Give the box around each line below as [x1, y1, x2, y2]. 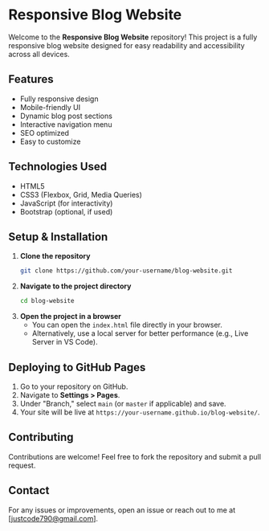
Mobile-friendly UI [19, 102, 81, 112]
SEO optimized [19, 128, 70, 137]
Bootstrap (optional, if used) [19, 206, 113, 216]
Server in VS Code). [31, 337, 98, 347]
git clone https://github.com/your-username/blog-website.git [19, 267, 233, 275]
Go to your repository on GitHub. [19, 382, 128, 391]
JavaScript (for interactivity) [19, 198, 113, 208]
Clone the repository [19, 251, 91, 261]
